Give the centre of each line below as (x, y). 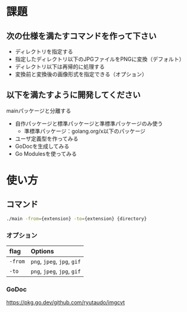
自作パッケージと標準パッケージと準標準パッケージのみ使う (89, 123)
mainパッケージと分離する (39, 110)
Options (42, 251)
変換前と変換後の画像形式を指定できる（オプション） (81, 74)
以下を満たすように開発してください (73, 95)
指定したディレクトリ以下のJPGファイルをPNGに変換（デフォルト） (100, 59)
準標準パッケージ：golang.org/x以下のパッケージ (85, 131)
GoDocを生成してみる (42, 146)
